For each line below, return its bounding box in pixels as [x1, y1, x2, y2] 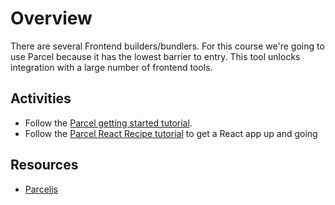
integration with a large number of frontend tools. [10, 61, 213, 73]
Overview [10, 7, 93, 30]
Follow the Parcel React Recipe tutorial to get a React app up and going [24, 127, 318, 139]
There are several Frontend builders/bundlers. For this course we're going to [10, 40, 325, 52]
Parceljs [24, 183, 58, 195]
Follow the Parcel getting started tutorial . [24, 117, 193, 129]
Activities [10, 90, 72, 107]
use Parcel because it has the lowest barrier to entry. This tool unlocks [10, 50, 301, 62]
